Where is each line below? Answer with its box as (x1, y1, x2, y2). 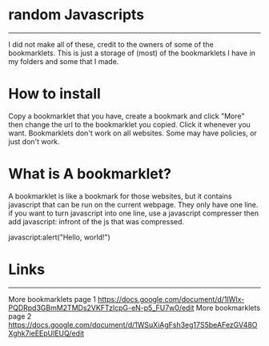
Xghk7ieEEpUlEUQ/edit (8, 328, 85, 338)
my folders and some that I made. (8, 56, 119, 66)
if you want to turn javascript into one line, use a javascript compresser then (8, 208, 259, 218)
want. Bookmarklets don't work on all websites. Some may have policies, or (8, 128, 258, 138)
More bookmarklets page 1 (8, 294, 96, 304)
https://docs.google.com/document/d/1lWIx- (97, 294, 245, 304)
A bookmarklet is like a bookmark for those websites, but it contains (8, 191, 232, 201)
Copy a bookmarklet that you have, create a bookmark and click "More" (8, 111, 245, 121)
